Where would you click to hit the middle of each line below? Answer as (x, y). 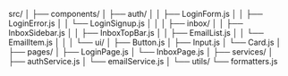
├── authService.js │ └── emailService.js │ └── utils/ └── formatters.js (143, 61)
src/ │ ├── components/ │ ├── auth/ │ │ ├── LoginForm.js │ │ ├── (136, 14)
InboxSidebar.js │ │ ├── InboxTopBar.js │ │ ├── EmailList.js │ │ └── (136, 33)
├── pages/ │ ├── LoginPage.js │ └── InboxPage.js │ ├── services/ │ (141, 52)
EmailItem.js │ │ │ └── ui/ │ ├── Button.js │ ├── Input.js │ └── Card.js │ (145, 42)
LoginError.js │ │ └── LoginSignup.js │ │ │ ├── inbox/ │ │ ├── (126, 23)
